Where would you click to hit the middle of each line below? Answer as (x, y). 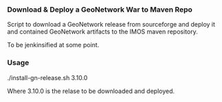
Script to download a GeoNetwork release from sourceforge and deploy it (111, 25)
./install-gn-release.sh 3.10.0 (47, 77)
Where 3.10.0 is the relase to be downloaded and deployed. (91, 91)
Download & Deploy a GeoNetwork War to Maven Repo (100, 10)
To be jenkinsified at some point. (53, 45)
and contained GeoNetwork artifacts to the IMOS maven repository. (102, 31)
